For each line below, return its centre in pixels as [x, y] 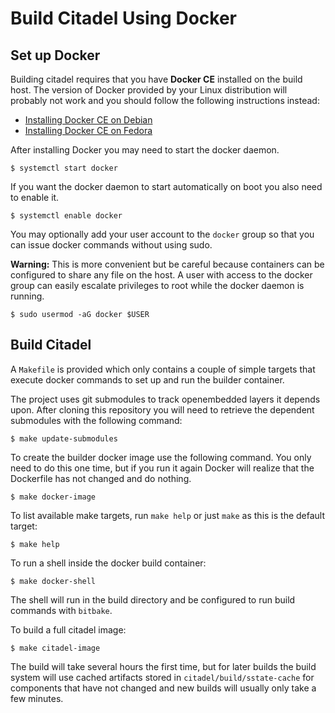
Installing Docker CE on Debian [88, 120]
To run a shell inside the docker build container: [108, 563]
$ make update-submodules [64, 438]
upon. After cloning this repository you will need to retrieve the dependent [162, 409]
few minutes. [37, 698]
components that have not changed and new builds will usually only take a [163, 688]
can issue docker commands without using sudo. [111, 245]
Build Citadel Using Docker [123, 18]
